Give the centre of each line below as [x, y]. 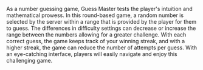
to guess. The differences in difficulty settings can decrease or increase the [101, 28]
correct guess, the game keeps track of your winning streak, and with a [96, 41]
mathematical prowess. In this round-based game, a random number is [95, 15]
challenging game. [29, 61]
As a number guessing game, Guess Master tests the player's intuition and [99, 9]
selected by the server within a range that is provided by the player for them [101, 22]
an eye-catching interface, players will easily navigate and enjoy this [92, 54]
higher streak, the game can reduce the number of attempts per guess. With [102, 47]
